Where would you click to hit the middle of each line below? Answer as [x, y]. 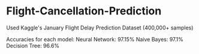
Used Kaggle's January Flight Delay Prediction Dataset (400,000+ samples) [100, 28]
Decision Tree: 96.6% [33, 46]
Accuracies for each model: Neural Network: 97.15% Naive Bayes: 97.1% [95, 39]
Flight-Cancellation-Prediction [84, 11]
